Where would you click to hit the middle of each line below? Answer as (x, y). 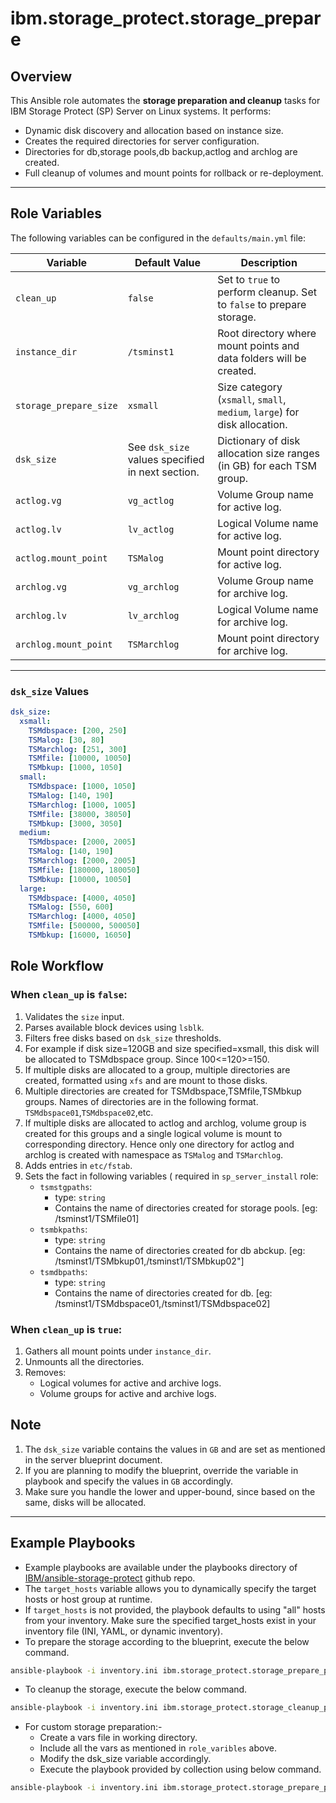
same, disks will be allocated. (85, 1502)
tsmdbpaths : (63, 1271)
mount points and (258, 345)
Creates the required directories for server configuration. (142, 141)
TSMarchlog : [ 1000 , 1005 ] (82, 805)
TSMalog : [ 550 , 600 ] (71, 907)
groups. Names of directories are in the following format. (141, 1101)
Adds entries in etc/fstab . (78, 1165)
